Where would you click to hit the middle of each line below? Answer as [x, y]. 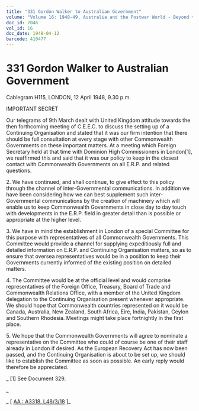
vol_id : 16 [20, 28]
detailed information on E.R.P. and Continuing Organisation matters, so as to [99, 250]
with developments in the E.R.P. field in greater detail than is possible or [94, 213]
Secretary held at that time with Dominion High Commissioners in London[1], [99, 151]
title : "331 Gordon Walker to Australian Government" [74, 12]
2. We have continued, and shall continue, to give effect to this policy [90, 182]
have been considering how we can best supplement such [77, 194]
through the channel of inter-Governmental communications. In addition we [98, 188]
